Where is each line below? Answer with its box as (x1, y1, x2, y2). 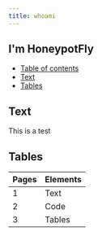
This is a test (8, 126, 51, 136)
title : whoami (8, 11, 57, 20)
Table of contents (19, 63, 79, 73)
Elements (45, 174, 83, 186)
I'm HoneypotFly (8, 42, 95, 56)
